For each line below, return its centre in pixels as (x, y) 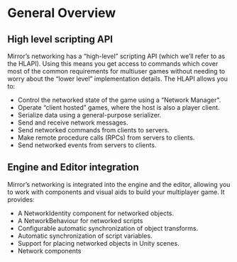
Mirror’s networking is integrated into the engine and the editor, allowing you (119, 184)
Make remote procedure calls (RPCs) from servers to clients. (106, 137)
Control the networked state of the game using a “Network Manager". (119, 100)
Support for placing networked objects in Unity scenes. (98, 243)
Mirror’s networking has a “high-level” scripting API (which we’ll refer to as (116, 56)
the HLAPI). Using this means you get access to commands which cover (113, 64)
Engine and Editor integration (73, 167)
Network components (49, 251)
